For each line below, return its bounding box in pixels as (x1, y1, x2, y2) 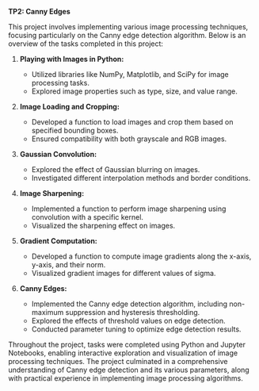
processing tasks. (31, 79, 90, 87)
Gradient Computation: (19, 236, 97, 245)
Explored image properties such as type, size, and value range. (31, 86, 238, 96)
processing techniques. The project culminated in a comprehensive (8, 357, 228, 366)
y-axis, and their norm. (31, 260, 106, 269)
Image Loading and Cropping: (19, 102, 120, 111)
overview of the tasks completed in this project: (8, 39, 164, 48)
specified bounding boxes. (31, 126, 119, 135)
